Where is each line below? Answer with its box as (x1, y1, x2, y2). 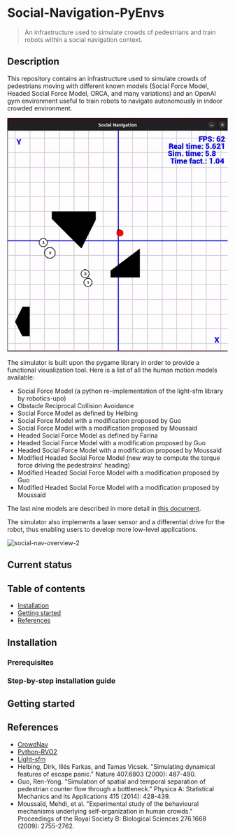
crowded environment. (7, 103, 73, 113)
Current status (7, 559, 72, 571)
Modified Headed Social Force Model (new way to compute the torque (17, 453, 220, 462)
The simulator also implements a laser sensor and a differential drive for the (7, 517, 225, 526)
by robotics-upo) (17, 394, 66, 403)
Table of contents (7, 582, 85, 595)
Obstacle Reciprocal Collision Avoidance (17, 401, 134, 410)
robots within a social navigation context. (24, 35, 143, 43)
